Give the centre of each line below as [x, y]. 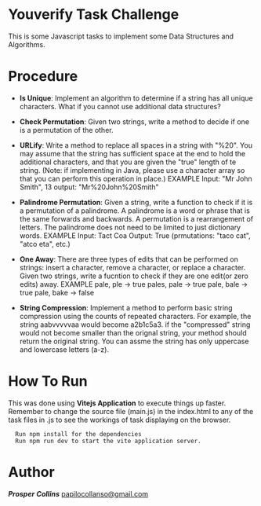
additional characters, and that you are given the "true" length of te [128, 162]
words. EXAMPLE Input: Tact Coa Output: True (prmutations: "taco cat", [135, 235]
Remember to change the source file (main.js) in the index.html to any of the [131, 411]
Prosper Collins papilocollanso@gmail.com [78, 493]
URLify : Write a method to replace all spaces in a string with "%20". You [136, 145]
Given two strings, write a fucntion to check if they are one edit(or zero [134, 276]
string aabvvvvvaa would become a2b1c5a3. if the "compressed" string [135, 324]
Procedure [43, 77]
